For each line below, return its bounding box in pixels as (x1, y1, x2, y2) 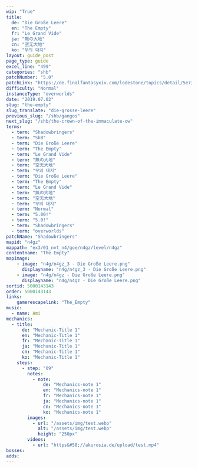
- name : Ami (11, 310, 41, 316)
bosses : (6, 447, 25, 453)
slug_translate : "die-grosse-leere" (6, 107, 96, 113)
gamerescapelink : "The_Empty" (16, 299, 91, 306)
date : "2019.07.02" (6, 96, 54, 102)
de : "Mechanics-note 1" (43, 382, 101, 388)
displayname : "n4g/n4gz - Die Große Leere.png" (21, 277, 141, 283)
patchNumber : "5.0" (6, 74, 54, 80)
